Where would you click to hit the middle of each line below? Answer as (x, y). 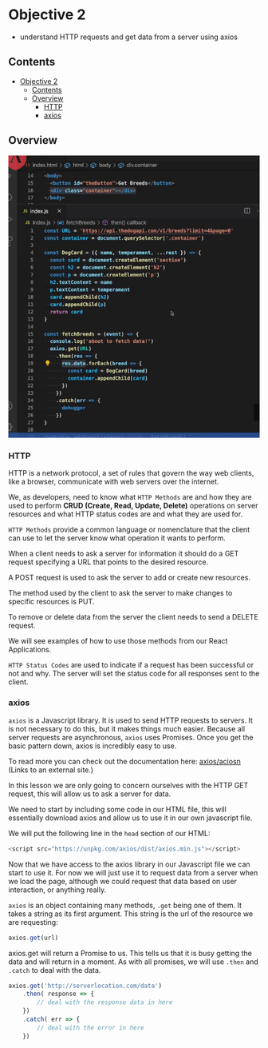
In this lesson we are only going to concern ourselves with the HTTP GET (128, 785)
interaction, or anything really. (57, 890)
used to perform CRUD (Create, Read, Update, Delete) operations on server (133, 506)
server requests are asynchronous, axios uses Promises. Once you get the (131, 737)
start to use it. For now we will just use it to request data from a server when (133, 872)
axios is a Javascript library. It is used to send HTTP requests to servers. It (131, 720)
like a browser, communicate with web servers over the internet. (114, 482)
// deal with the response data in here (105, 1002)
